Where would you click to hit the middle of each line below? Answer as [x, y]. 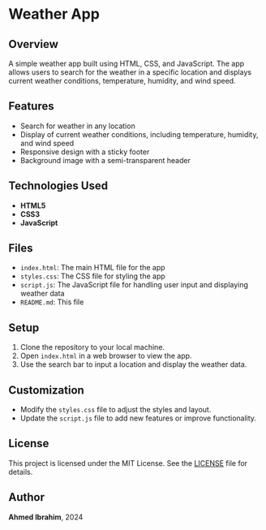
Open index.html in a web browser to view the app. [106, 356]
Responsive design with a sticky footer [85, 152]
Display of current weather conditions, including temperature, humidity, [139, 134]
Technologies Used [58, 186]
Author [26, 497]
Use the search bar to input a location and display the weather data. [133, 364]
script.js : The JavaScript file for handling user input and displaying [134, 285]
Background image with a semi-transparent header [105, 160]
